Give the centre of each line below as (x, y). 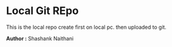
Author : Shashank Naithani (40, 38)
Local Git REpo (42, 11)
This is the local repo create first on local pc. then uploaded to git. (86, 27)
